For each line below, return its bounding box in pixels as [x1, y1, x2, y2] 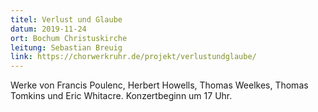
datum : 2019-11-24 [10, 24, 87, 34]
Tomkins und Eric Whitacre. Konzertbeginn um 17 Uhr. [10, 90, 233, 102]
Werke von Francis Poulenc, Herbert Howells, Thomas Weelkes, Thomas [10, 79, 309, 91]
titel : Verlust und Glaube [10, 14, 123, 25]
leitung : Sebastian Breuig [10, 42, 123, 53]
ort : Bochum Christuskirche [10, 33, 128, 43]
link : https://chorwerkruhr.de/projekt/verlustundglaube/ [10, 52, 257, 62]
